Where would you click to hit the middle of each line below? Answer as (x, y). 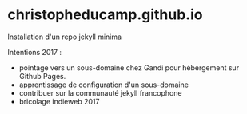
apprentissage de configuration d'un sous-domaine (104, 85)
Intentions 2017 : (34, 52)
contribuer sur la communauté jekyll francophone (100, 92)
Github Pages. (42, 76)
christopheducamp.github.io (105, 15)
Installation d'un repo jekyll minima (64, 37)
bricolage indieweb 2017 (59, 101)
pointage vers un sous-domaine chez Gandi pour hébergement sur (129, 67)
